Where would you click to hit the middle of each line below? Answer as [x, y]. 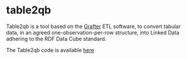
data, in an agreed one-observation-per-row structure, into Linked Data [93, 32]
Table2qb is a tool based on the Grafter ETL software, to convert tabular [93, 26]
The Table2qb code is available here [50, 50]
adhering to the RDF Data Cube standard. [56, 39]
